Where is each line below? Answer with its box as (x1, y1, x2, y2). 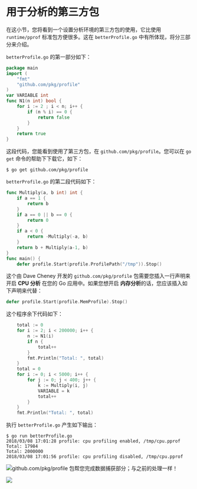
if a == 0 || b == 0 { (17, 212, 73, 218)
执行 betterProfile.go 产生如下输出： (6, 421, 98, 428)
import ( (6, 70, 28, 77)
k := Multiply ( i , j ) (37, 382, 88, 388)
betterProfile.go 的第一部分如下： (6, 53, 91, 60)
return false (37, 114, 70, 120)
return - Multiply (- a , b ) (27, 234, 88, 239)
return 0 (27, 217, 49, 223)
